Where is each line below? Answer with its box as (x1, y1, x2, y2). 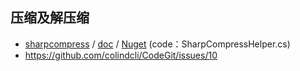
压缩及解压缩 (10, 9, 90, 27)
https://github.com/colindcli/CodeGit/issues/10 (24, 49, 218, 61)
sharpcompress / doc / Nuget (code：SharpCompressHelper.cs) (24, 38, 291, 50)
